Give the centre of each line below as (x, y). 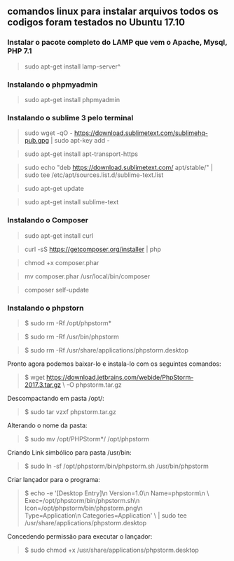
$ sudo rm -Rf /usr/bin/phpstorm (71, 336)
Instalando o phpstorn (46, 308)
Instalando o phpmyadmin (53, 85)
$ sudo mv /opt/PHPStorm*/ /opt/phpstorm (87, 439)
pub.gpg (36, 141)
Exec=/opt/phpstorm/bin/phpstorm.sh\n (82, 500)
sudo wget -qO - (48, 133)
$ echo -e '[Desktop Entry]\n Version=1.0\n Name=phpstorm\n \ (117, 493)
